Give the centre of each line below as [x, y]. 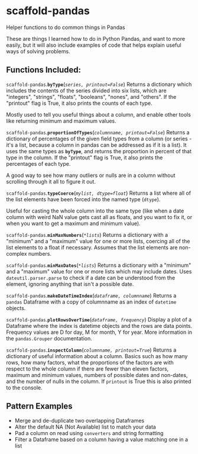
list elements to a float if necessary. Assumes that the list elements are [92, 247]
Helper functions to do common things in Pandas [66, 27]
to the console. [24, 387]
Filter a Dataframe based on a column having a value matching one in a [101, 439]
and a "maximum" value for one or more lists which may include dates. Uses [99, 271]
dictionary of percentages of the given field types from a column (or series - [99, 139]
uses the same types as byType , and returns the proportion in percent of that [99, 151]
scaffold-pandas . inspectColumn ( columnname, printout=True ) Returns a [91, 350]
